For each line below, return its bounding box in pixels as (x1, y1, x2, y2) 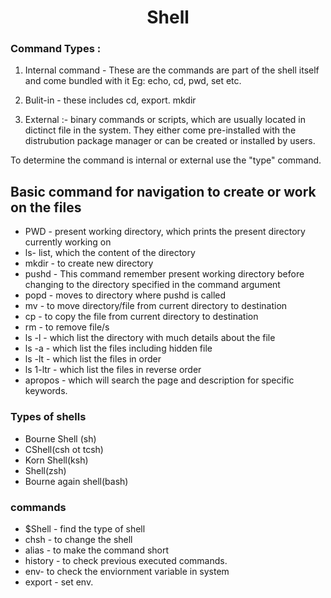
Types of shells (10, 410, 87, 424)
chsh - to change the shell (24, 533, 133, 545)
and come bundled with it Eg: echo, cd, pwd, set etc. (24, 75, 242, 87)
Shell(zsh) (24, 464, 67, 476)
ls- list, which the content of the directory (24, 247, 196, 259)
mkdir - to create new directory (24, 257, 154, 270)
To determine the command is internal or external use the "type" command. (10, 154, 322, 166)
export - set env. (24, 576, 94, 588)
